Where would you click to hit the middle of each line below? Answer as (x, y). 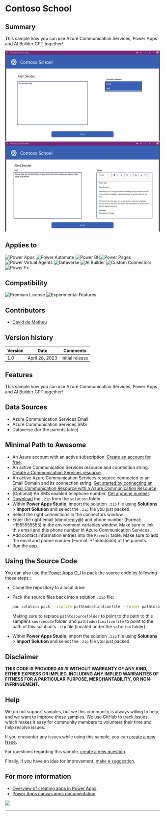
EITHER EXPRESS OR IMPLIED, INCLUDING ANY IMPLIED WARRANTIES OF (82, 674)
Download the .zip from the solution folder (56, 498)
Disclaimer (22, 657)
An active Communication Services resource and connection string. (81, 467)
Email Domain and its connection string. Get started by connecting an (82, 483)
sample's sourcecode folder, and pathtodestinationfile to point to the (83, 621)
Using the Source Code (41, 561)
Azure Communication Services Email (50, 419)
